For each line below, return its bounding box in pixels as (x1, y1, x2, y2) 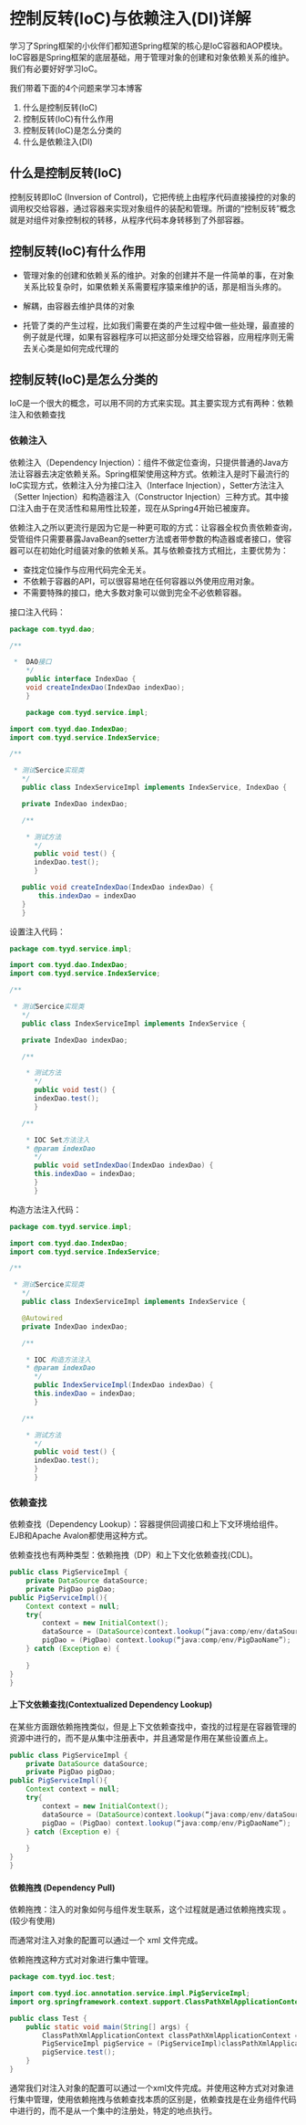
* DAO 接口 (13, 657, 52, 667)
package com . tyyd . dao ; (9, 625, 96, 634)
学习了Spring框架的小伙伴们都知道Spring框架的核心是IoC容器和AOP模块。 (9, 40, 288, 51)
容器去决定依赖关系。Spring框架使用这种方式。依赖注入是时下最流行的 (25, 468, 290, 479)
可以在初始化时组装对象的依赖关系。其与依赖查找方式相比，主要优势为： (16, 544, 289, 555)
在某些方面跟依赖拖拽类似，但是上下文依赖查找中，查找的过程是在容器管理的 (9, 1720, 297, 1731)
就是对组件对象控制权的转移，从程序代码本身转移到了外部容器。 (9, 214, 249, 225)
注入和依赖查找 (9, 409, 66, 420)
